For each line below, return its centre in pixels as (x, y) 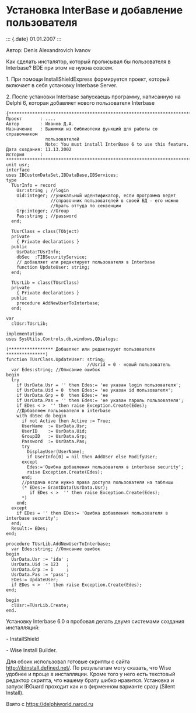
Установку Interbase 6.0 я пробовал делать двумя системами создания (95, 621)
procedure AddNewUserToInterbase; (58, 303)
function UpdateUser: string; (53, 267)
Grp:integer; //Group (43, 211)
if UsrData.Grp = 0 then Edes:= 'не (62, 395)
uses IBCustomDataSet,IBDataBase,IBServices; (62, 175)
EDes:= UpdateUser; (35, 580)
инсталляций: (23, 628)
